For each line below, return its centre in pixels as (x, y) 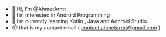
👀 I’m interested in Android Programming (61, 15)
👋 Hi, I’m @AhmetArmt (39, 9)
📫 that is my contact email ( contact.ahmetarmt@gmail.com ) (86, 28)
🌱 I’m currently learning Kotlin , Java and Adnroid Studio (79, 21)
